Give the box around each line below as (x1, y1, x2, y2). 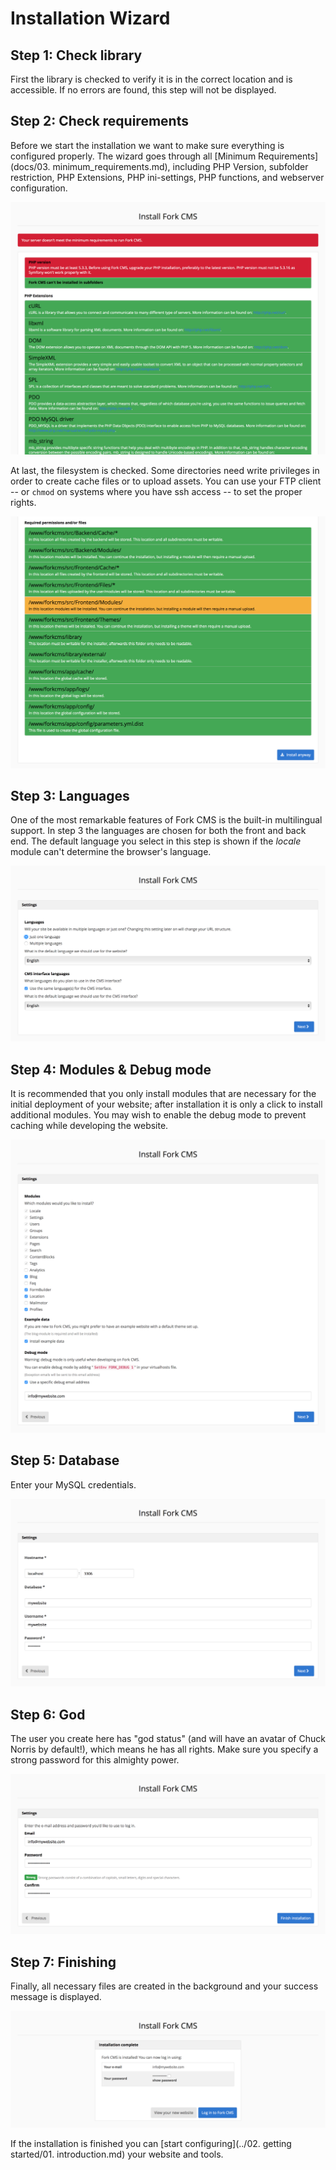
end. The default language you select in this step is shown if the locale (10, 835, 302, 847)
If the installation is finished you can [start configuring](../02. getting (10, 2138, 292, 2150)
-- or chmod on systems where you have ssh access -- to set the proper (10, 486, 303, 498)
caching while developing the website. (10, 1120, 169, 1132)
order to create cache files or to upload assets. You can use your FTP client (10, 475, 322, 487)
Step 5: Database (10, 1452, 120, 1469)
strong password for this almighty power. (10, 1754, 180, 1766)
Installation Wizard (10, 7, 171, 30)
